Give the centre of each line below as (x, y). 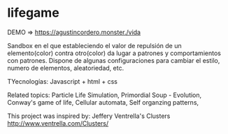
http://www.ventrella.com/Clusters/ (58, 123)
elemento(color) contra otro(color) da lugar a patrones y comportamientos (114, 53)
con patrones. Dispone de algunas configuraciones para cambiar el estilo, (114, 60)
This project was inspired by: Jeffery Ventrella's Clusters (89, 116)
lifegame (33, 13)
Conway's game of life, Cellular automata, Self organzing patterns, (103, 102)
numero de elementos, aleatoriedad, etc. (66, 68)
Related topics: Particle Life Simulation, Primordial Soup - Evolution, (105, 95)
